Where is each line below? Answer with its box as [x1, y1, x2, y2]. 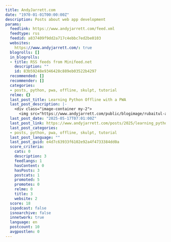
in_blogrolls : [10, 54, 40, 60]
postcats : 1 [14, 172, 40, 178]
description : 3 [14, 154, 47, 159]
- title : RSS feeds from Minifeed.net [10, 59, 93, 64]
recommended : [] [10, 74, 44, 79]
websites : [10, 41, 31, 46]
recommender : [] [10, 78, 44, 83]
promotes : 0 [14, 182, 40, 187]
